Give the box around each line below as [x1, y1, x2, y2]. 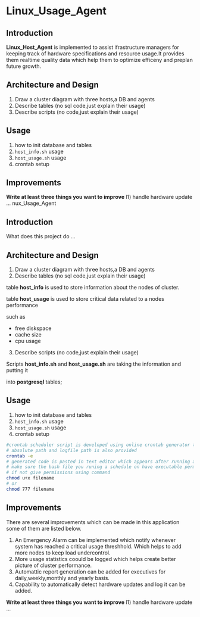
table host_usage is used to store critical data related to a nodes [6, 295, 165, 303]
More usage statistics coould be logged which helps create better [14, 555, 177, 562]
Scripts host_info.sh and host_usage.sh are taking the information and [6, 360, 182, 367]
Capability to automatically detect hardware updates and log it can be [14, 581, 186, 588]
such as [6, 313, 26, 320]
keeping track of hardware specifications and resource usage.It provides [6, 50, 185, 57]
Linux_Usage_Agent [6, 4, 107, 18]
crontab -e [6, 453, 33, 459]
